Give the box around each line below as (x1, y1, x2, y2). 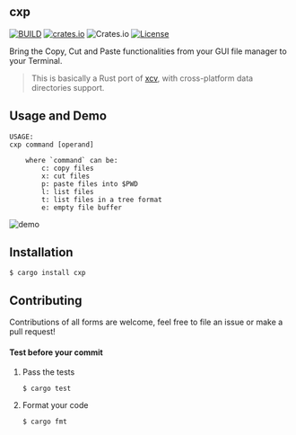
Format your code (22, 400, 89, 411)
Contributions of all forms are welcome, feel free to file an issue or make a (9, 316, 283, 328)
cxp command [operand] (9, 140, 94, 149)
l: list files (41, 187, 94, 196)
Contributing (9, 293, 83, 308)
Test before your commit (9, 347, 103, 358)
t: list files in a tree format (41, 195, 163, 204)
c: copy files (41, 164, 94, 173)
